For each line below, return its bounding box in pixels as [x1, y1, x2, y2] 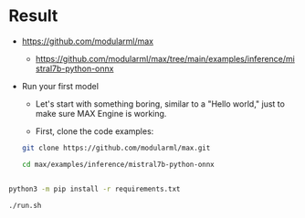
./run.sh [8, 201, 42, 210]
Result [8, 5, 58, 26]
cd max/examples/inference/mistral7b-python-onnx [21, 160, 216, 169]
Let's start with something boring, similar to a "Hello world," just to [35, 98, 285, 109]
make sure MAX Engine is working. [35, 108, 167, 119]
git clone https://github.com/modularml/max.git [21, 143, 211, 152]
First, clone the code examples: [35, 125, 154, 137]
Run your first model [21, 80, 100, 91]
